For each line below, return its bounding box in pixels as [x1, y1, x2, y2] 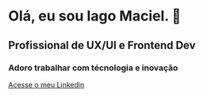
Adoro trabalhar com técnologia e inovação [8, 62, 179, 73]
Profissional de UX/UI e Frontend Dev [8, 39, 196, 52]
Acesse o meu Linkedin [8, 80, 85, 89]
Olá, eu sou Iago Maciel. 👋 [8, 7, 181, 25]
